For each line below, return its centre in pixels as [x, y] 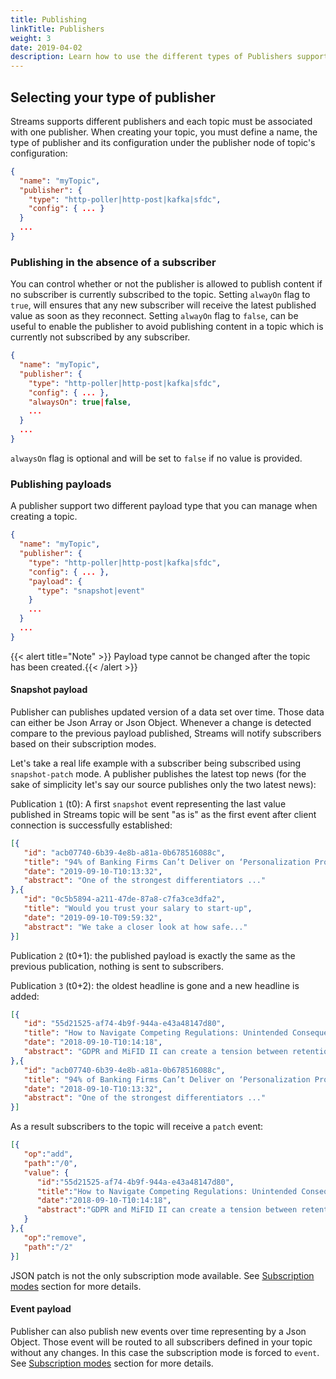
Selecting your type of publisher [113, 97]
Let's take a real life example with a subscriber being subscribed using [156, 763]
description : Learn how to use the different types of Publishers [151, 57]
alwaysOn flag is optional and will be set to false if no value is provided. [156, 458]
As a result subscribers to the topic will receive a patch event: [137, 1127]
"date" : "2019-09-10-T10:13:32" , [93, 871]
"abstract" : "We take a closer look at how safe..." [135, 927]
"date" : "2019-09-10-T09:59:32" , [93, 917]
